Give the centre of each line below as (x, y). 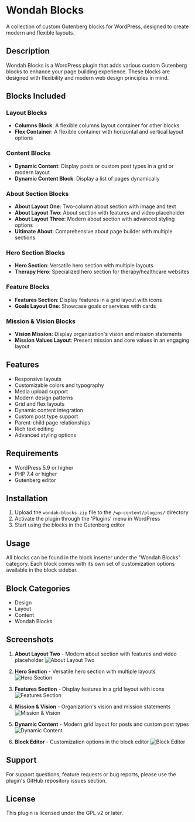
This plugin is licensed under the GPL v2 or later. (65, 813)
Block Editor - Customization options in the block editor (82, 742)
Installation (27, 498)
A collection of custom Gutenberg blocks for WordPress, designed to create (97, 26)
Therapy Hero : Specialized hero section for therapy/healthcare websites (102, 272)
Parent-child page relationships (52, 422)
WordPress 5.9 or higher (44, 467)
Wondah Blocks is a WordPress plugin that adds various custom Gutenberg (97, 65)
